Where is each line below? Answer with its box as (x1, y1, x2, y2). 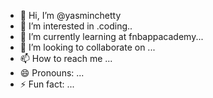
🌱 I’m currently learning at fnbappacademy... (19, 31, 204, 42)
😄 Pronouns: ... (19, 67, 85, 79)
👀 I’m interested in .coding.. (19, 20, 133, 32)
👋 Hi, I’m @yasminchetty (19, 10, 122, 21)
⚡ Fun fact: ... (19, 78, 75, 90)
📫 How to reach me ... (19, 53, 113, 64)
